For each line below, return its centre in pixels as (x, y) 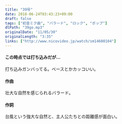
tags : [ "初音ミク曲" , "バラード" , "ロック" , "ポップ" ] (56, 23)
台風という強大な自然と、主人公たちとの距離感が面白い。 (62, 117)
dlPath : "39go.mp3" (25, 28)
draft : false (18, 18)
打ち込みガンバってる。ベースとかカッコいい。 (52, 69)
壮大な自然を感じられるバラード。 (39, 93)
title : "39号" (19, 9)
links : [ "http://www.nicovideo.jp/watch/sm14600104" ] (61, 41)
